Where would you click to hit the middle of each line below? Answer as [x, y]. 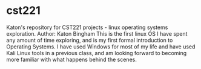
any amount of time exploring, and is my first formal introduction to [90, 40]
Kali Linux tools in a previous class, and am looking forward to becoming [97, 53]
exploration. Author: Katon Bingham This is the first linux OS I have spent [97, 33]
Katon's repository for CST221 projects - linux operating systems [87, 27]
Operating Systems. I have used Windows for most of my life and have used [101, 47]
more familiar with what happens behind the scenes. [72, 59]
